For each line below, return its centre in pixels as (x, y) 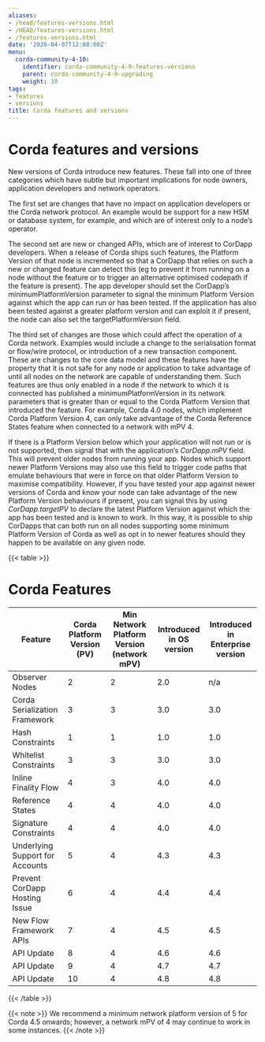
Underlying (33, 846)
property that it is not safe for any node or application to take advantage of (129, 368)
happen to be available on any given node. (77, 542)
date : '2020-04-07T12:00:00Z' (58, 45)
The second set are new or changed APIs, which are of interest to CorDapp (130, 244)
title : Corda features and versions (68, 111)
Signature (30, 823)
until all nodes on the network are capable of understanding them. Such (125, 376)
